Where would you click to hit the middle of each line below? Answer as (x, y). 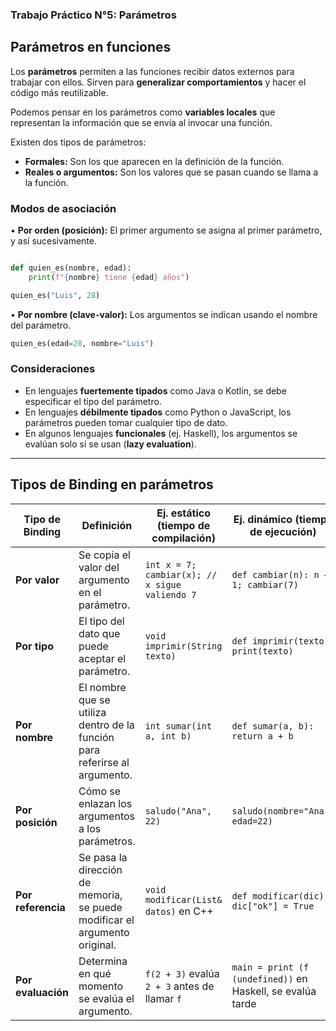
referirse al (104, 762)
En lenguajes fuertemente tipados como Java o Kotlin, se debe (155, 390)
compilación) (183, 538)
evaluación (42, 992)
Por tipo (34, 646)
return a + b (262, 736)
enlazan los (105, 803)
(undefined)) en (269, 978)
